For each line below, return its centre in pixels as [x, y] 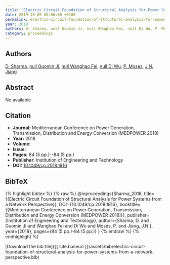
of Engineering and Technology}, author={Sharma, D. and [89, 220]
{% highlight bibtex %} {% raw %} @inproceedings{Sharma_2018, [74, 194]
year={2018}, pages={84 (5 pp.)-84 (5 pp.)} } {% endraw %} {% [72, 232]
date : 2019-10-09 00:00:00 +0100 [40, 15]
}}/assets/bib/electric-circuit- [115, 247]
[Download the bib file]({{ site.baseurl [45, 247]
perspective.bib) [22, 257]
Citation [18, 116]
